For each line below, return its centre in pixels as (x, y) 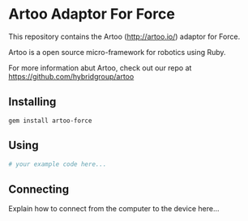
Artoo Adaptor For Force (92, 14)
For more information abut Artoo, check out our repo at (100, 68)
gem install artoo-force (50, 121)
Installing (32, 102)
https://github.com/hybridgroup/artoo (71, 76)
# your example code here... (58, 164)
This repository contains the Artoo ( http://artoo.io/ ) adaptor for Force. (124, 36)
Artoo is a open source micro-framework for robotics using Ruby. (117, 52)
